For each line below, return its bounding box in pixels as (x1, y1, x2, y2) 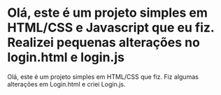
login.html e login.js (7, 50, 124, 66)
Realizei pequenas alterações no (7, 35, 201, 50)
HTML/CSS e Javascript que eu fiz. (7, 20, 215, 36)
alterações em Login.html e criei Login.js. (7, 80, 126, 88)
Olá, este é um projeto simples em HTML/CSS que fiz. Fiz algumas (7, 72, 199, 81)
